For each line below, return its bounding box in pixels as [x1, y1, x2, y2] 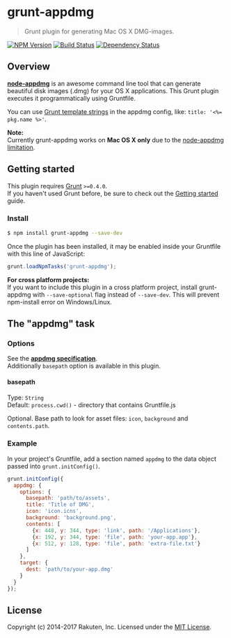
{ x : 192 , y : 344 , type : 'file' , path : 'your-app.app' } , [32, 533, 198, 541]
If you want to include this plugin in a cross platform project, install [7, 283, 198, 291]
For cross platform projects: [7, 275, 90, 284]
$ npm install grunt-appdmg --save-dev [7, 229, 123, 236]
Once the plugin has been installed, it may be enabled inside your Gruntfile [7, 242, 221, 250]
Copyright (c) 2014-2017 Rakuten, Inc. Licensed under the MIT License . [7, 623, 212, 631]
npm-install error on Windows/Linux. [7, 297, 113, 306]
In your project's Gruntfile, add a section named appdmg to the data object [7, 455, 217, 463]
